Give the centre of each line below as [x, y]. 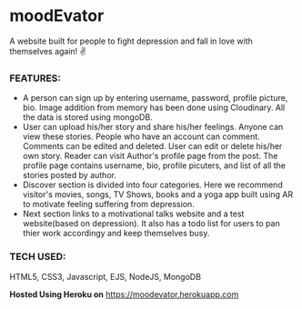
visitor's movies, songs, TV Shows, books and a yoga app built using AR [158, 194]
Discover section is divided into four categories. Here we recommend [153, 185]
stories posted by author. [69, 175]
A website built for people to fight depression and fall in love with [131, 41]
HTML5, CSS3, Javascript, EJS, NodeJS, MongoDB [106, 276]
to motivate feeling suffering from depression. [109, 204]
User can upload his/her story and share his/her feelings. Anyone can [153, 127]
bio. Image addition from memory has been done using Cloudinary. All [154, 108]
